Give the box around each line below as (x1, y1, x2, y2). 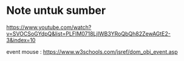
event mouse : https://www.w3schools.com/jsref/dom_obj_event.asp (6, 48, 178, 55)
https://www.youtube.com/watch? (6, 24, 92, 31)
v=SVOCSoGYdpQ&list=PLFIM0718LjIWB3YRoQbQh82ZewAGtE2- (6, 30, 171, 37)
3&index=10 (6, 36, 36, 43)
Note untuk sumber (6, 4, 106, 18)
